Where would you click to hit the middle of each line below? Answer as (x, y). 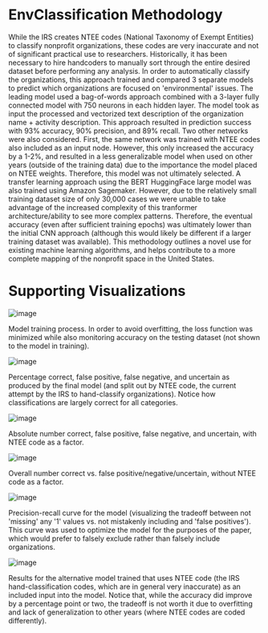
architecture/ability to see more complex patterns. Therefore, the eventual (130, 216)
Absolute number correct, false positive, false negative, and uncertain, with (132, 433)
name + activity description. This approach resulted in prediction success (130, 122)
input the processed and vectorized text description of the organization (126, 113)
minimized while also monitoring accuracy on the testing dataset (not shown (134, 337)
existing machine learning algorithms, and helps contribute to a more (122, 250)
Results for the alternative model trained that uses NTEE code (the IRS (124, 578)
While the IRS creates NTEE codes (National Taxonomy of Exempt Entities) (131, 37)
